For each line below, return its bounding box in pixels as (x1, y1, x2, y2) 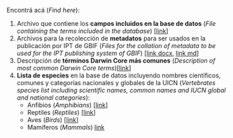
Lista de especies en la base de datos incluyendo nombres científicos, (16, 71, 221, 79)
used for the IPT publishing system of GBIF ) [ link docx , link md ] (16, 49, 199, 57)
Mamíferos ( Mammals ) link (27, 123, 105, 131)
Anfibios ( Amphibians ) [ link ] (27, 101, 108, 109)
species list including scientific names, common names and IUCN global (16, 86, 226, 94)
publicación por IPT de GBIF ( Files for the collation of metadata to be (16, 42, 216, 49)
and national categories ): (16, 93, 90, 102)
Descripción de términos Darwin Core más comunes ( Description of (16, 56, 216, 65)
